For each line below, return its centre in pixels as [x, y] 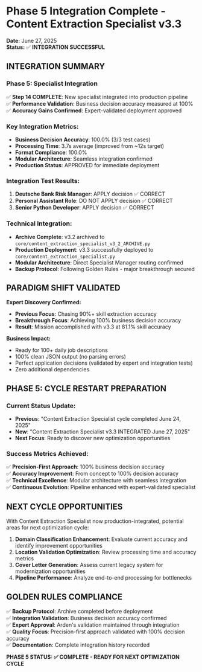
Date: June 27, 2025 [32, 40]
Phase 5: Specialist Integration [52, 84]
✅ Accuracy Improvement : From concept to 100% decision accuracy [93, 474]
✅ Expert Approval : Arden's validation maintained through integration [93, 625]
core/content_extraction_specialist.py [65, 257]
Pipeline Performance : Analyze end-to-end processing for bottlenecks [103, 578]
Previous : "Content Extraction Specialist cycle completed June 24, [98, 419]
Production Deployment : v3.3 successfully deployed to [84, 249]
